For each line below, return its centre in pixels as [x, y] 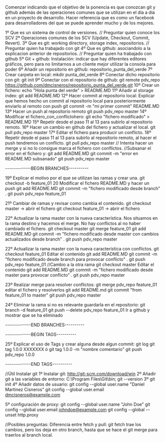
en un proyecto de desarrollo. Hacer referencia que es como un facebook [80, 18]
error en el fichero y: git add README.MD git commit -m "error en [72, 153]
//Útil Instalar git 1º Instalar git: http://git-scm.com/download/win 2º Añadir [81, 374]
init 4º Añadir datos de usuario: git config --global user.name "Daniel [75, 384]
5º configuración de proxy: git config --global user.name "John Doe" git [78, 404]
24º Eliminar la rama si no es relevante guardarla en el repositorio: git [75, 305]
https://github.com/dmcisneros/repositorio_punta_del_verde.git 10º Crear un [82, 85]
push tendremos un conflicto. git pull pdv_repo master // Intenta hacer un [79, 143]
